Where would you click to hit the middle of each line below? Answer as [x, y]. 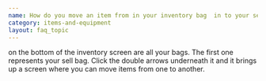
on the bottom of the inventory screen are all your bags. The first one [121, 53]
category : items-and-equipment [60, 23]
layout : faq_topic [38, 30]
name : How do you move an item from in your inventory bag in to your [129, 15]
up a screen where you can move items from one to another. [106, 69]
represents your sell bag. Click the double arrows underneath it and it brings [133, 61]
